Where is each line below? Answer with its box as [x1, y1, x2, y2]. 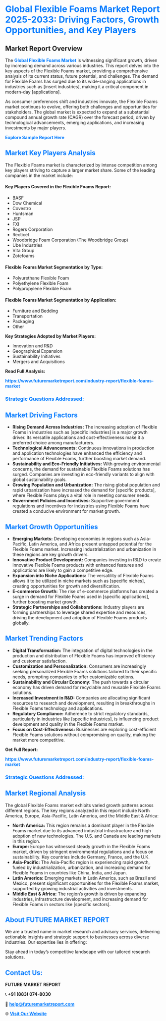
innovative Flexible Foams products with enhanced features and [12, 562, 143, 568]
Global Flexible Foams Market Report [5, 3, 160, 15]
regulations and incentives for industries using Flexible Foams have [12, 503, 150, 509]
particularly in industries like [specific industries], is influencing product [12, 716, 159, 722]
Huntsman [12, 211, 34, 216]
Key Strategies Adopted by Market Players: [5, 333, 96, 339]
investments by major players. [5, 125, 66, 131]
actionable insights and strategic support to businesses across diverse [5, 934, 150, 940]
